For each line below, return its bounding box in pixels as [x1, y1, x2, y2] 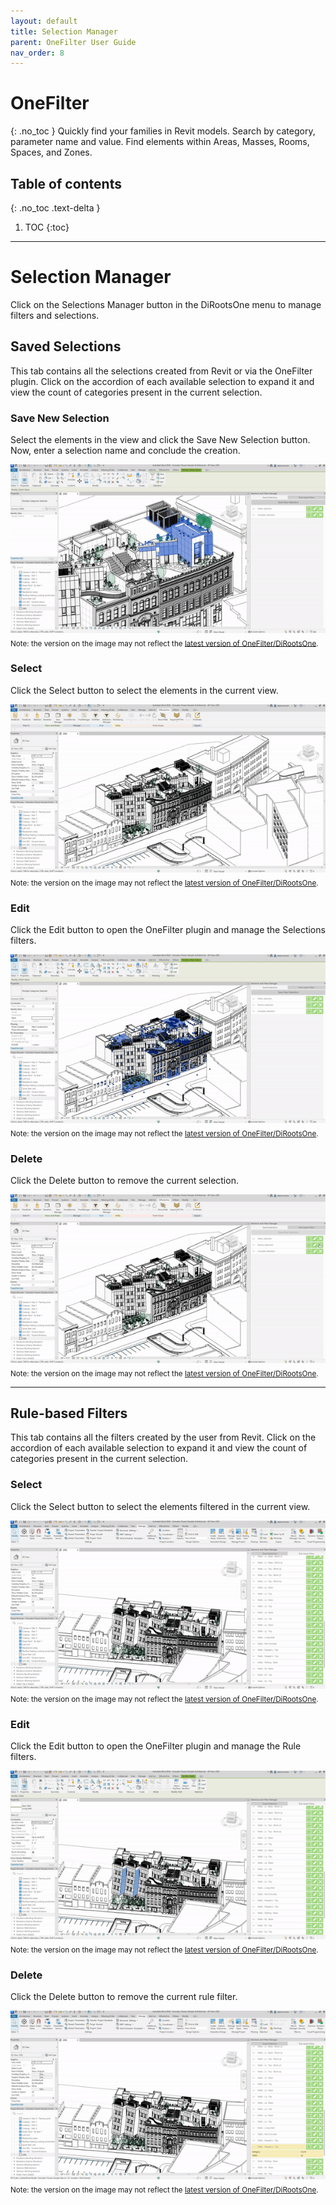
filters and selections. [10, 309, 100, 321]
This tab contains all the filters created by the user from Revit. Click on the [10, 1431, 317, 1444]
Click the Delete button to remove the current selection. [10, 1175, 239, 1187]
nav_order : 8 [10, 48, 65, 58]
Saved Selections [10, 338, 122, 355]
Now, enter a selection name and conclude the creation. [10, 445, 241, 457]
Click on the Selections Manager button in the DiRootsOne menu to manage [10, 298, 322, 310]
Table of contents [10, 175, 122, 192]
